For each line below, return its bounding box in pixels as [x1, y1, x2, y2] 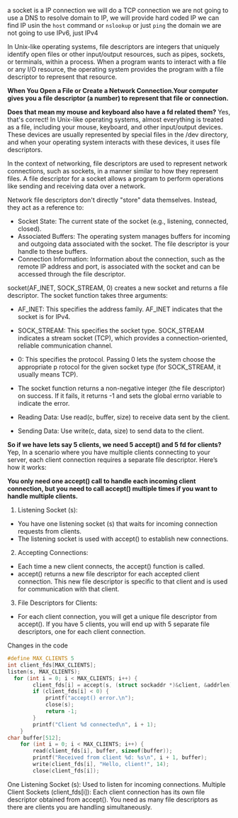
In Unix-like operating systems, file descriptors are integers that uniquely [7, 43, 220, 50]
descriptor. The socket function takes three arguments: [7, 291, 169, 299]
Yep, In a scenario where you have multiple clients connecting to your [7, 448, 210, 456]
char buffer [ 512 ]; [7, 734, 62, 741]
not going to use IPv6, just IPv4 [7, 28, 98, 37]
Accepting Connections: [17, 549, 89, 556]
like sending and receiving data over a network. [7, 182, 147, 190]
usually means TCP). [17, 370, 79, 379]
